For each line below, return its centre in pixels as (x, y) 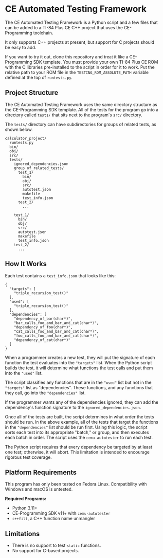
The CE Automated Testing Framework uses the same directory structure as (81, 104)
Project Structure (32, 93)
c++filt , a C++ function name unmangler (54, 519)
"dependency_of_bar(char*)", (43, 319)
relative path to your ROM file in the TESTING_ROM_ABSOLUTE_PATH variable (77, 72)
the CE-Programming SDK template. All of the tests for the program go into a (82, 109)
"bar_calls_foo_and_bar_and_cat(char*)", (56, 323)
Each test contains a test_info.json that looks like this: (60, 275)
